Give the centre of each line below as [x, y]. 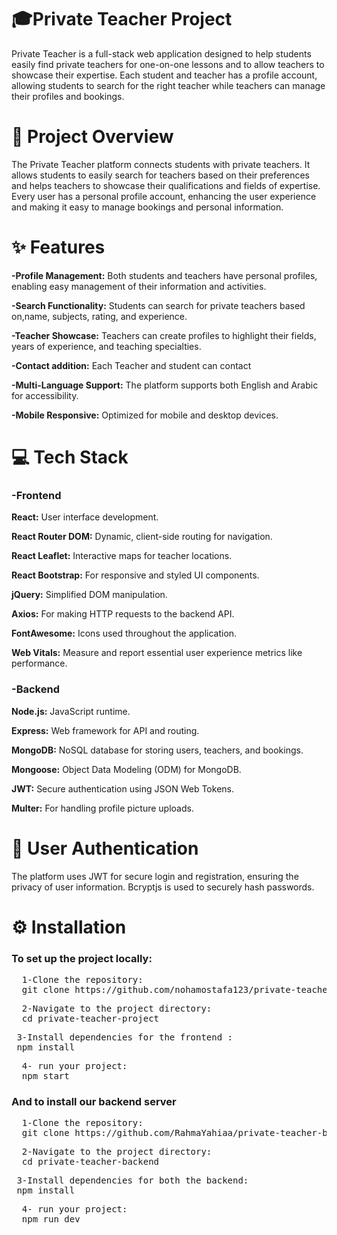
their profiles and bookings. [68, 96]
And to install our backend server [94, 1101]
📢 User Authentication [105, 848]
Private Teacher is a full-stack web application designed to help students [161, 53]
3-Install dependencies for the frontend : [125, 1037]
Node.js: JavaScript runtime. [71, 711]
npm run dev [51, 1219]
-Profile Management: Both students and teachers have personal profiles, [164, 275]
